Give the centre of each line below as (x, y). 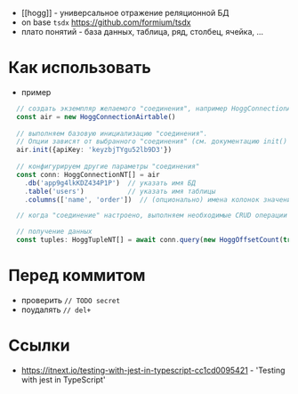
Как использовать (80, 68)
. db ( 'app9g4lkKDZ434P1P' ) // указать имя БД (110, 183)
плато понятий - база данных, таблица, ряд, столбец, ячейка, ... (142, 32)
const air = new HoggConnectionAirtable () (96, 117)
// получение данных (54, 232)
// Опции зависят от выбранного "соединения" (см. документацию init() (152, 141)
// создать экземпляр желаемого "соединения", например (122, 109)
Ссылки (39, 346)
